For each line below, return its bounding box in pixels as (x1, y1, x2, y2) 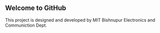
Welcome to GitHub (5, 4, 67, 12)
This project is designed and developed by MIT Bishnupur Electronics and (5, 17, 156, 23)
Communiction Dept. (5, 22, 47, 28)
